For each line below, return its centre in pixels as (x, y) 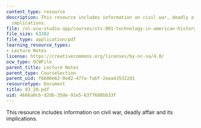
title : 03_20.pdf (28, 90)
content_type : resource (36, 12)
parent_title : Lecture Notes (42, 67)
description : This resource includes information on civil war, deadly (97, 17)
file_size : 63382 (28, 34)
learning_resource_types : (38, 45)
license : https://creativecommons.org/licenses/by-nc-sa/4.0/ (85, 56)
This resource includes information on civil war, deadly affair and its (90, 112)
